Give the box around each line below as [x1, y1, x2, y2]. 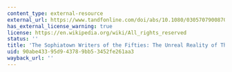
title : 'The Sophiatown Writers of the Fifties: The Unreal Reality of [7, 42, 217, 49]
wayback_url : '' [7, 55, 54, 62]
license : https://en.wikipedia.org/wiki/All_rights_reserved [7, 29, 187, 36]
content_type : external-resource [7, 10, 104, 17]
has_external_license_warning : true [7, 23, 113, 29]
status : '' [7, 36, 39, 43]
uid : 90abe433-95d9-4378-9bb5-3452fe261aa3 [7, 49, 135, 56]
